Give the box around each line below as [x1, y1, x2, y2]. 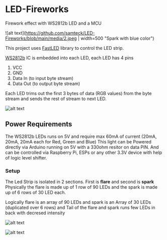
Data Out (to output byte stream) [12, 81, 80, 87]
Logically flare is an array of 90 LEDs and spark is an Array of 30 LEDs [5, 199, 151, 205]
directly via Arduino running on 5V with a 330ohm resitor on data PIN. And [5, 144, 159, 150]
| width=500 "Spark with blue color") [77, 35, 154, 41]
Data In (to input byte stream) [12, 75, 74, 81]
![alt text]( [5, 30, 26, 36]
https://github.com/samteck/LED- [25, 30, 95, 36]
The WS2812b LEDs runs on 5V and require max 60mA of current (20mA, [5, 133, 157, 139]
